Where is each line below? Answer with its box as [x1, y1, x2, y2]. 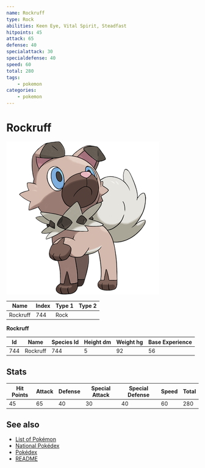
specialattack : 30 [6, 49, 53, 55]
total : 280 [6, 68, 34, 74]
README [15, 455, 38, 462]
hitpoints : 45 [6, 29, 43, 35]
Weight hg [116, 338, 143, 346]
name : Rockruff [6, 10, 45, 16]
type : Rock [6, 16, 34, 23]
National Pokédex [15, 442, 60, 450]
